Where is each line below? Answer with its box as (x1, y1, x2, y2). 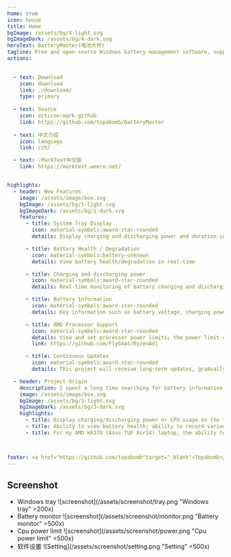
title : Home (7, 23, 41, 30)
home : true (7, 10, 38, 17)
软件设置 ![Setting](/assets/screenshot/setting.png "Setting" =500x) (16, 543, 210, 551)
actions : (7, 55, 32, 62)
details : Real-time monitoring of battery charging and (32, 283, 195, 290)
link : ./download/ (19, 87, 72, 94)
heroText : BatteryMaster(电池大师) (7, 42, 105, 49)
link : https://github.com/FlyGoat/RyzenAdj (32, 341, 158, 347)
